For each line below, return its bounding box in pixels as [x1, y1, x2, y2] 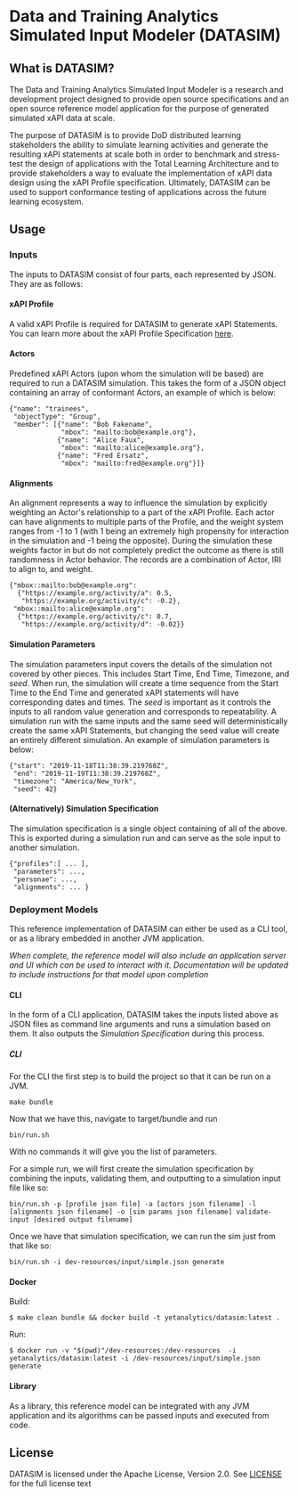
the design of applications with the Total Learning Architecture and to [25, 159, 279, 168]
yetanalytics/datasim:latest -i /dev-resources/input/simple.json [9, 1354, 261, 1363]
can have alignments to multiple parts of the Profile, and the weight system [9, 517, 284, 527]
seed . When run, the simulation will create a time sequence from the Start [9, 677, 279, 688]
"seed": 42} [12, 784, 58, 794]
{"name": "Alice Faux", [56, 436, 145, 445]
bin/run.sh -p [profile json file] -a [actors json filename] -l [9, 1200, 256, 1209]
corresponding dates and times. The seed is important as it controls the [9, 697, 271, 707]
